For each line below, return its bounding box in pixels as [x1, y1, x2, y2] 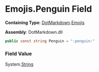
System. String [5, 61, 34, 67]
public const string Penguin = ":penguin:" [5, 38, 95, 44]
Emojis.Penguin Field [5, 3, 92, 15]
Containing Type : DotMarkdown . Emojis [5, 20, 85, 25]
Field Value [5, 50, 32, 57]
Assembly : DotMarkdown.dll [5, 29, 63, 35]
